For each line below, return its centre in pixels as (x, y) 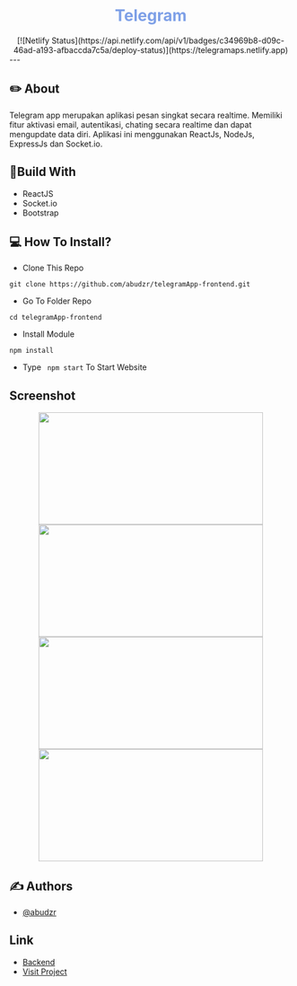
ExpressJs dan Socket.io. (56, 144)
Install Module (48, 334)
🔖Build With (43, 172)
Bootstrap (40, 213)
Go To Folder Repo (57, 301)
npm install (31, 351)
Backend (39, 962)
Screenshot (43, 396)
